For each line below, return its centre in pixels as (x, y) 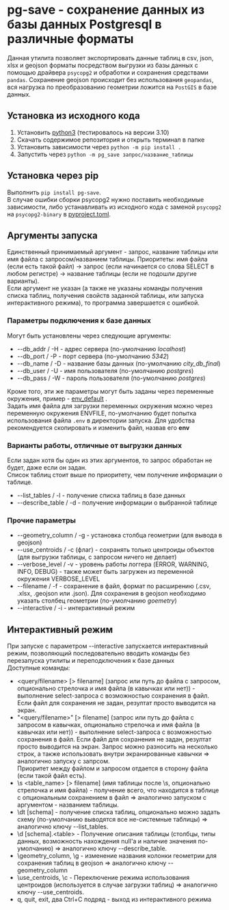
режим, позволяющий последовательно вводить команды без (98, 653)
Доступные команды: (39, 668)
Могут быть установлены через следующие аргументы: (89, 336)
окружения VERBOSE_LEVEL (58, 579)
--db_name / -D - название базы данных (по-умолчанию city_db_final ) (119, 363)
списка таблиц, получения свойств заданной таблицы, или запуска (105, 296)
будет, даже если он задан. (47, 467)
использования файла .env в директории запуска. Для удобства (101, 420)
